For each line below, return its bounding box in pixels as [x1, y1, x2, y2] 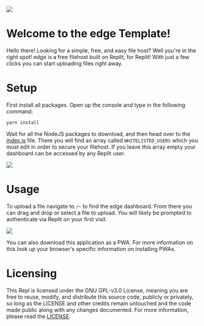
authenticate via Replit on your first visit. [6, 215, 108, 222]
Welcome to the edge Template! [6, 27, 171, 41]
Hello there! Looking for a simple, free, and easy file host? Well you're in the [6, 46, 197, 54]
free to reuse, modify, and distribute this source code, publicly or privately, [6, 293, 194, 300]
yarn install [6, 119, 40, 126]
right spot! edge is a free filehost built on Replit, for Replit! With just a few [6, 53, 190, 60]
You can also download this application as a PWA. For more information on [6, 238, 194, 246]
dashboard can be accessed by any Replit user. [6, 149, 125, 157]
